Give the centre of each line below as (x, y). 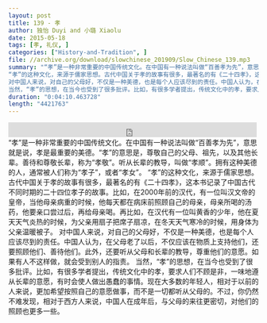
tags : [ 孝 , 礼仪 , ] (39, 45)
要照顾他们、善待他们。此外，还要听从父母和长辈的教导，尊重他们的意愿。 (130, 252)
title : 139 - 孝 (35, 23)
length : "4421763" (39, 104)
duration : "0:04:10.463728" (55, 97)
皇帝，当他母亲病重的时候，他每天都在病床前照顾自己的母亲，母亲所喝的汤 (130, 202)
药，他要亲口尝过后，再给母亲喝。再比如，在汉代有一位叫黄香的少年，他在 (130, 212)
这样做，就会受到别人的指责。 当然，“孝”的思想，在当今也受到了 (141, 262)
